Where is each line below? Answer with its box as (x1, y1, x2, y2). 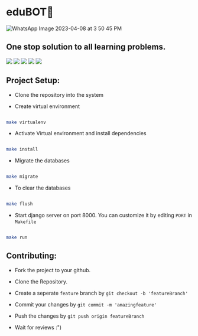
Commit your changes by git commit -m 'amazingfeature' (14, 301, 157, 308)
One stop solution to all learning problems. (6, 42, 166, 52)
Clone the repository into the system (14, 91, 104, 98)
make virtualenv (6, 119, 46, 125)
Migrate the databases (14, 157, 70, 164)
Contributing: (6, 251, 57, 261)
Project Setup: (6, 76, 60, 86)
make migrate (6, 174, 38, 180)
